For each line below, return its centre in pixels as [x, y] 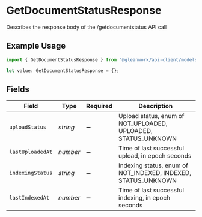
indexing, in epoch [144, 198]
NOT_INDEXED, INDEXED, [155, 173]
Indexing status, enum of [153, 165]
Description [156, 106]
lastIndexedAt [29, 198]
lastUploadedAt [31, 152]
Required [99, 106]
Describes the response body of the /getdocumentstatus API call [87, 27]
